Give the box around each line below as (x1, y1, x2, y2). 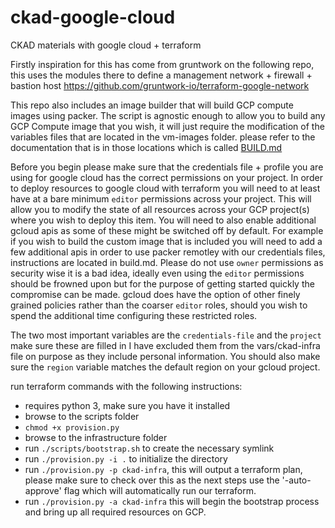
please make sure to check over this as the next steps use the (24, 474, 280, 486)
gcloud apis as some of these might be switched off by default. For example (10, 224, 324, 236)
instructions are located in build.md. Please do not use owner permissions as (10, 256, 324, 268)
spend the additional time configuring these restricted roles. (10, 309, 258, 321)
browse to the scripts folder (24, 410, 140, 422)
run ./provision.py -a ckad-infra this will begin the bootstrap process (24, 495, 320, 507)
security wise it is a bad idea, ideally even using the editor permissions (10, 267, 305, 279)
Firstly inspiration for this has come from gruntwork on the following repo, (10, 58, 315, 70)
